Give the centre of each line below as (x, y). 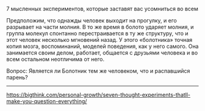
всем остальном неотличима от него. (56, 59)
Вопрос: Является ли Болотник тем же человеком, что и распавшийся (98, 71)
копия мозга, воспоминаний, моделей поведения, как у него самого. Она (103, 46)
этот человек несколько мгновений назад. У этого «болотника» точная (99, 40)
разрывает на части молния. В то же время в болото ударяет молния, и (100, 27)
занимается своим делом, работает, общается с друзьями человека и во (102, 53)
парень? (17, 77)
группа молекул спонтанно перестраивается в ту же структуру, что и (97, 33)
